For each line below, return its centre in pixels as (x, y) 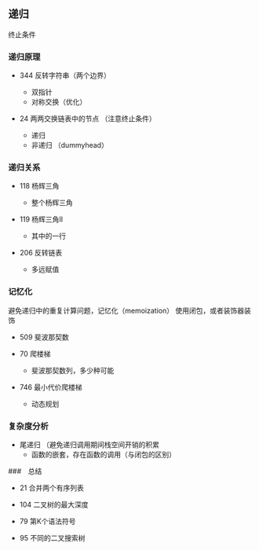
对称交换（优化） (59, 102)
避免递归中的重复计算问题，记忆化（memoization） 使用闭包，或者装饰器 (126, 310)
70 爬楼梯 (35, 354)
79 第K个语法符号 (47, 521)
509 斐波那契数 (44, 337)
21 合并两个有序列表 (51, 488)
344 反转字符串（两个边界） (65, 75)
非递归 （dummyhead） (69, 145)
